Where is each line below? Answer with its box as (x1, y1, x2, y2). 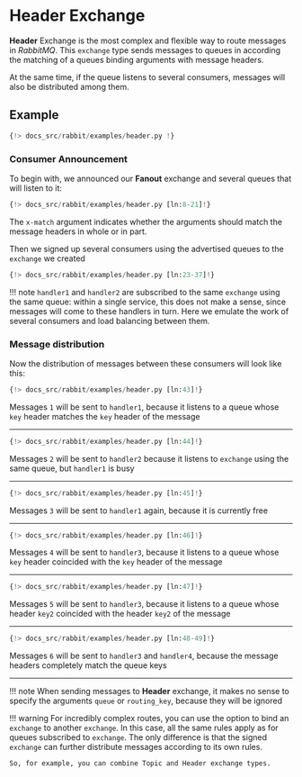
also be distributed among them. (9, 81, 129, 92)
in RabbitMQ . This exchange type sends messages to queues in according (9, 44, 281, 55)
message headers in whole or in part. (9, 226, 147, 237)
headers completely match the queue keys (9, 660, 168, 671)
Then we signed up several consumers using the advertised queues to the (9, 243, 285, 254)
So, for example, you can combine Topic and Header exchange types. (9, 759, 271, 768)
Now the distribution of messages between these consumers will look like (9, 357, 282, 369)
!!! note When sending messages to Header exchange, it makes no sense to (9, 686, 289, 697)
